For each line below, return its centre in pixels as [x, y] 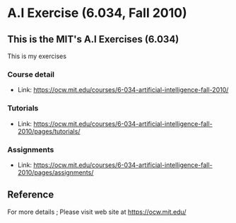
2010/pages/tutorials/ [49, 131]
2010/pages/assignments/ [55, 172]
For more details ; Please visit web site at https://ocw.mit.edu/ [97, 212]
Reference [31, 195]
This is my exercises [37, 56]
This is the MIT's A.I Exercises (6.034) [93, 39]
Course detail [31, 74]
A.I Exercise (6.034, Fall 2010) [97, 13]
